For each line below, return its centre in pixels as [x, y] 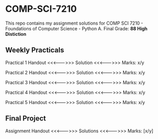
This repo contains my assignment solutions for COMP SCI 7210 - [74, 23]
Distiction [16, 34]
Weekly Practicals [35, 50]
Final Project [26, 118]
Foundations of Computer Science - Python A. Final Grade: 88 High [76, 28]
